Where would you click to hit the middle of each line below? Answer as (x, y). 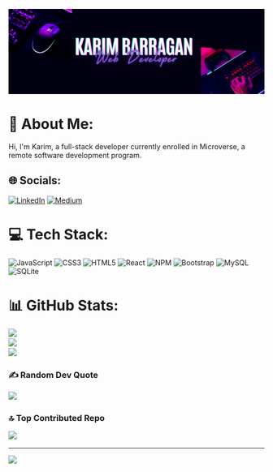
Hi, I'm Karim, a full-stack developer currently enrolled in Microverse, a (127, 146)
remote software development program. (75, 155)
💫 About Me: (51, 124)
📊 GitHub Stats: (64, 305)
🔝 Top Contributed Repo (57, 418)
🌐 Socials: (35, 180)
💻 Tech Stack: (58, 234)
